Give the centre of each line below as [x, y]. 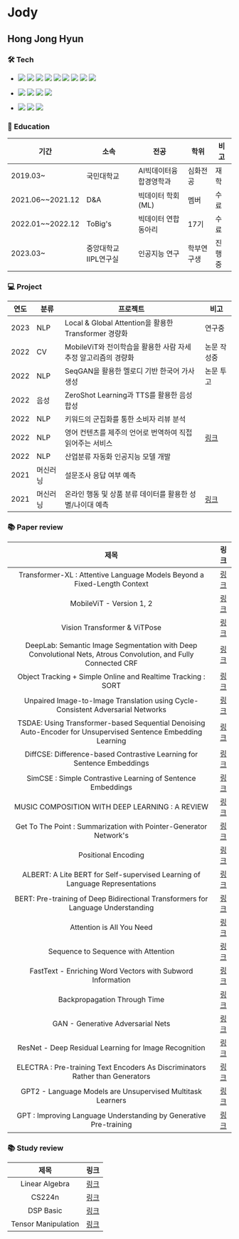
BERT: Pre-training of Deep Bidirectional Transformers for [111, 899]
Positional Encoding [111, 855]
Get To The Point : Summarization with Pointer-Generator [111, 826]
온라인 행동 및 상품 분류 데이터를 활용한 [127, 495]
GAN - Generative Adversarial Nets [111, 1023]
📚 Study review [36, 1148]
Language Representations [111, 884]
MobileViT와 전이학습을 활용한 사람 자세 [128, 347]
